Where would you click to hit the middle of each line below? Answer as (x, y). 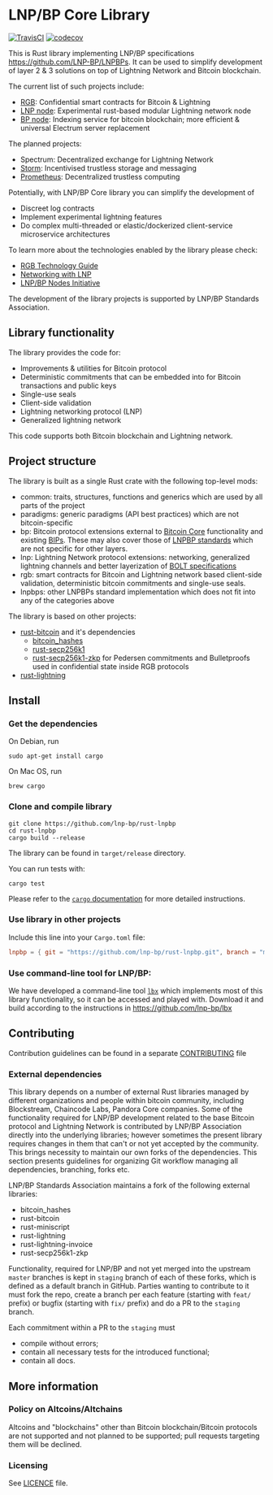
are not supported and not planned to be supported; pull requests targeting (134, 1436)
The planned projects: (45, 143)
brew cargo (27, 786)
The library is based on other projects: (72, 616)
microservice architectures (65, 234)
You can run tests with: (47, 868)
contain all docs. (48, 1361)
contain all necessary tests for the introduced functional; (115, 1352)
